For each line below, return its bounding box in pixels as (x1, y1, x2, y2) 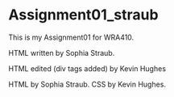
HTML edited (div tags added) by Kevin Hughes (8, 63, 167, 74)
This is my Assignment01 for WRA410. (8, 32, 135, 42)
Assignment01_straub (8, 6, 159, 24)
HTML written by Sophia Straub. (8, 48, 115, 57)
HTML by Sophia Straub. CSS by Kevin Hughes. (8, 79, 167, 89)
